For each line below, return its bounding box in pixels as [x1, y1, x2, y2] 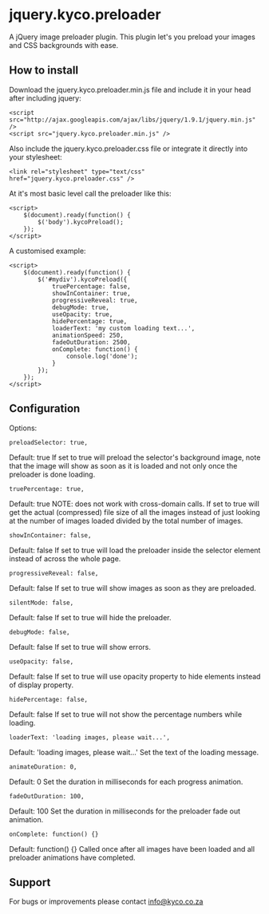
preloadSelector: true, [9, 438, 89, 446]
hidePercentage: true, [51, 317, 128, 325]
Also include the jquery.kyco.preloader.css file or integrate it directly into [9, 144, 248, 153]
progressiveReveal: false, [9, 569, 99, 577]
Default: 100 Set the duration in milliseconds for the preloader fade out [9, 806, 241, 816]
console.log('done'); [65, 352, 138, 360]
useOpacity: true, [51, 310, 113, 319]
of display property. [9, 680, 74, 690]
